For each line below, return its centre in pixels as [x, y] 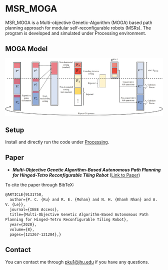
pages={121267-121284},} [35, 234]
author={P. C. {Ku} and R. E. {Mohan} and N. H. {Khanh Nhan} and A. [83, 199]
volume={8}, [22, 229]
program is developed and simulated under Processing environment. [76, 33]
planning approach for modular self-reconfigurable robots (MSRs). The [78, 27]
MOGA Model [26, 49]
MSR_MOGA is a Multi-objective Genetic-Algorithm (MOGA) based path [79, 22]
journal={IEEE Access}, [34, 209]
